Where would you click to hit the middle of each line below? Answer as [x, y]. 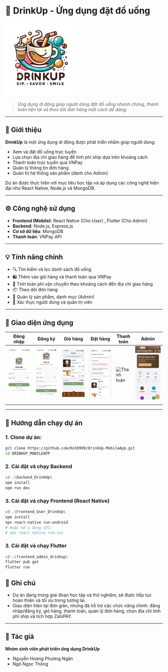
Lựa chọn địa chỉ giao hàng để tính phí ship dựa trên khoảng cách [80, 157]
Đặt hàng [100, 339]
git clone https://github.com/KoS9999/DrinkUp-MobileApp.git [70, 448]
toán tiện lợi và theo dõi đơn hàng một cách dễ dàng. [72, 109]
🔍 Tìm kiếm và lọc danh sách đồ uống [52, 269]
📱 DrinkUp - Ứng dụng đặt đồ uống [78, 11]
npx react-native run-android [37, 522]
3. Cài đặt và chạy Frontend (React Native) [57, 501]
